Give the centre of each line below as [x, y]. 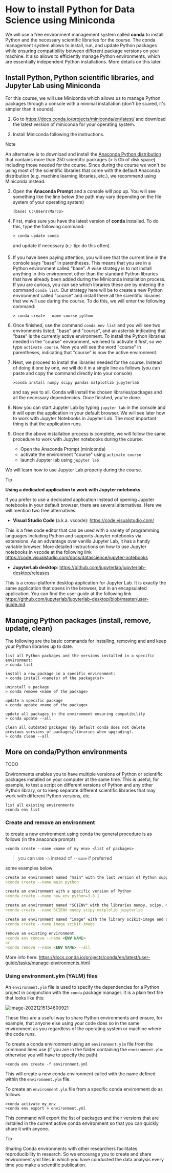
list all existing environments [40, 805]
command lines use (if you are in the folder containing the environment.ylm [84, 1050]
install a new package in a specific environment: [60, 674]
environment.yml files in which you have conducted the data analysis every [85, 1160]
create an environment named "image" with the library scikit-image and [84, 919]
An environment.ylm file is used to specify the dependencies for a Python [82, 987]
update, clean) [29, 629]
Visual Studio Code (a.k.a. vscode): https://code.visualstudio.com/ [83, 520]
